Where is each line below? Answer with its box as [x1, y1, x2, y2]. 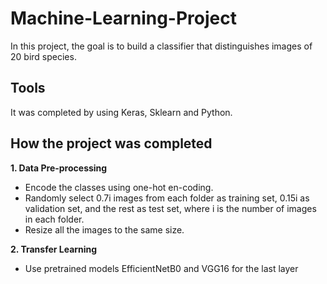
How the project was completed [10, 135, 213, 152]
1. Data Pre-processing [10, 162, 108, 174]
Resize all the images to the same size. [24, 223, 185, 236]
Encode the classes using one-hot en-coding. [24, 181, 214, 193]
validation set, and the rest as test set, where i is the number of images [24, 202, 317, 214]
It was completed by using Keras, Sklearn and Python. [10, 106, 233, 118]
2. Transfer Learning [10, 243, 98, 255]
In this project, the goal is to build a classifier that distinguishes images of [10, 40, 313, 52]
